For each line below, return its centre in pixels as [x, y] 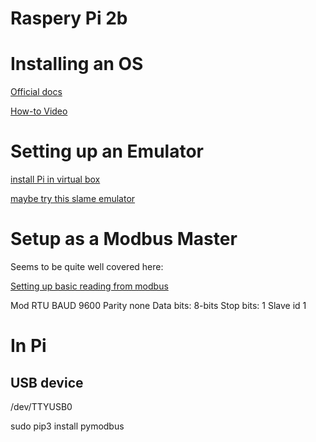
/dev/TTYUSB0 [41, 406]
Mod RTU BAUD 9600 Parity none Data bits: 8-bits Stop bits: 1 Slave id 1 [158, 305]
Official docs [36, 92]
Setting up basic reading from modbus [89, 286]
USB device [47, 382]
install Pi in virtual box [55, 179]
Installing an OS [77, 64]
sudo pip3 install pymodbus [67, 426]
